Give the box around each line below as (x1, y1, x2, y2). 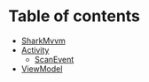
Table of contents (8, 6, 141, 26)
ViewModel (20, 63, 63, 74)
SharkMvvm (20, 35, 66, 46)
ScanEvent (34, 54, 74, 64)
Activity (20, 44, 50, 55)
